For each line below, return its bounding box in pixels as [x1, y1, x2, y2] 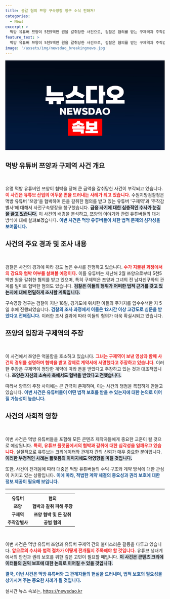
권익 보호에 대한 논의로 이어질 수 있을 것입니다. [22, 560, 113, 567]
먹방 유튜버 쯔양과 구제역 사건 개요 [5, 161, 105, 170]
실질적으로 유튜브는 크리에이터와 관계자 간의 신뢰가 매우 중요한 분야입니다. [16, 449, 162, 455]
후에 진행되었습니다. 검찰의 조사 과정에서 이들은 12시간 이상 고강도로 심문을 [10, 306, 157, 312]
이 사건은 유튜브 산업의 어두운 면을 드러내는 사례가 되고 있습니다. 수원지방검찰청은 [5, 192, 164, 198]
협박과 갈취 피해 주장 [32, 503, 73, 509]
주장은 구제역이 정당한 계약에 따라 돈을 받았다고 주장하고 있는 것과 [10, 366, 140, 372]
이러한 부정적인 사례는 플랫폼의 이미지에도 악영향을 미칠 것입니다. [5, 455, 133, 461]
